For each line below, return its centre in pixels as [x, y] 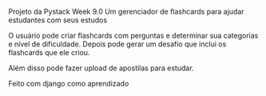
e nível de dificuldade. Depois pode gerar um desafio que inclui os [117, 44]
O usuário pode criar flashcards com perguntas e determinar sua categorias [133, 36]
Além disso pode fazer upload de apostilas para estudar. [101, 68]
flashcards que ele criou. [49, 52]
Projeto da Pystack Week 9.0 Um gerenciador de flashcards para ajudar [127, 12]
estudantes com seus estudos [58, 20]
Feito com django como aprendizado [69, 84]
